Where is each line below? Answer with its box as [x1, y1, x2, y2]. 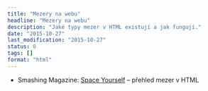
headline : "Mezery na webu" [7, 17, 91, 24]
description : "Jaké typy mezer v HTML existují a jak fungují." [7, 23, 202, 30]
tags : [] [7, 50, 33, 57]
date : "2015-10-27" [7, 30, 65, 37]
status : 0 [7, 43, 37, 50]
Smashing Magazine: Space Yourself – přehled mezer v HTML [17, 75, 199, 84]
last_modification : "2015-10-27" [7, 37, 106, 44]
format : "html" [7, 56, 53, 63]
